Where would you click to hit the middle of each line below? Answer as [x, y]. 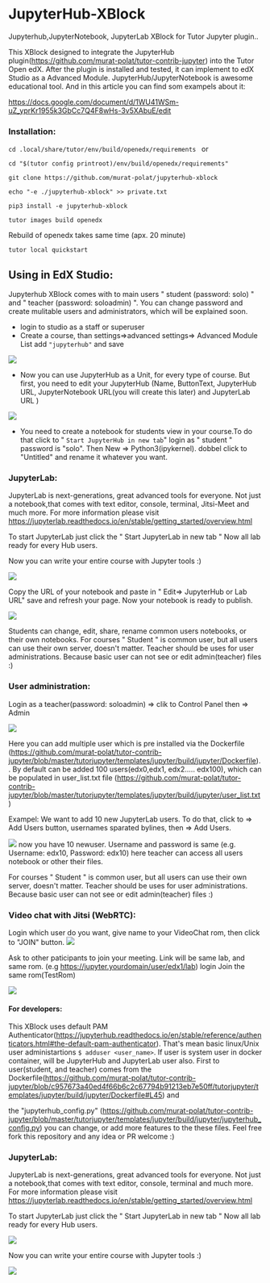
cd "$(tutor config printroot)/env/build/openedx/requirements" [118, 164]
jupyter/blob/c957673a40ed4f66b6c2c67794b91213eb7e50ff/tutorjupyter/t [134, 1087]
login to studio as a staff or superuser [82, 327]
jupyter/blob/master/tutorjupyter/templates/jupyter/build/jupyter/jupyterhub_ [135, 1119]
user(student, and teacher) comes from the [80, 1069]
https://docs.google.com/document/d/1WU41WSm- [94, 102]
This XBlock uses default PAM [58, 1026]
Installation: [32, 132]
